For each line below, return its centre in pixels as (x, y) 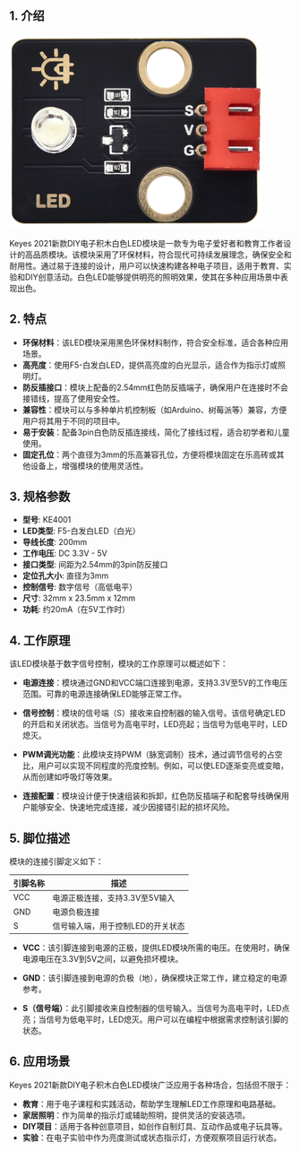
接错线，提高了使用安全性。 (73, 398)
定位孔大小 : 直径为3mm (65, 575)
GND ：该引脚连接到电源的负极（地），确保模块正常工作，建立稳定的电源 (155, 978)
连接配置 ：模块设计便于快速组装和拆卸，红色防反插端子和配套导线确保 (152, 796)
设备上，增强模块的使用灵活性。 (89, 465)
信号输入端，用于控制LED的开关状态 (119, 926)
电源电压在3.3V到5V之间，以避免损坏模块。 (103, 958)
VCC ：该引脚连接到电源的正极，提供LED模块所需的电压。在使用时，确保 (156, 948)
